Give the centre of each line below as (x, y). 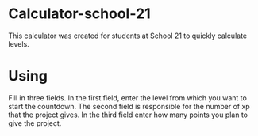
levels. (19, 43)
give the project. (35, 123)
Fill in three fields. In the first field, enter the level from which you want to (128, 98)
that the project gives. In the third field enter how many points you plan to (128, 115)
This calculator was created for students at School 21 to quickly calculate (128, 36)
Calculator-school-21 (79, 14)
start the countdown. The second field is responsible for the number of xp (129, 106)
